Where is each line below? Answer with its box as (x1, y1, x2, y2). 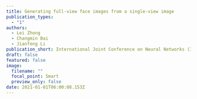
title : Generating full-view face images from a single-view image (6, 8, 175, 15)
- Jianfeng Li (11, 41, 46, 47)
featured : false (6, 57, 46, 63)
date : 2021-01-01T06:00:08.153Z (6, 84, 85, 90)
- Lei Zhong (11, 30, 41, 36)
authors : (6, 24, 28, 31)
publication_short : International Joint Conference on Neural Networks (6, 47, 185, 52)
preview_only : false (11, 79, 62, 85)
